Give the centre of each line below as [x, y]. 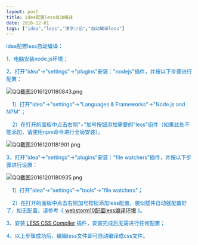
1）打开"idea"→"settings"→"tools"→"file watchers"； [78, 190]
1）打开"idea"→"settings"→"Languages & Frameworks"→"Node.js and [98, 105]
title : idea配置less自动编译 [40, 17]
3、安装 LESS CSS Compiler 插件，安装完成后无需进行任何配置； [86, 223]
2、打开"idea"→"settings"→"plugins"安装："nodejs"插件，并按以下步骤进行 [99, 72]
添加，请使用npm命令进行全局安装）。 [57, 132]
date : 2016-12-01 [28, 23]
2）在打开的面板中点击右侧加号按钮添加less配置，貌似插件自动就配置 [97, 203]
